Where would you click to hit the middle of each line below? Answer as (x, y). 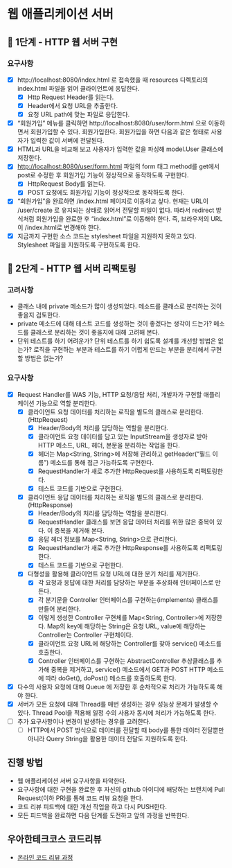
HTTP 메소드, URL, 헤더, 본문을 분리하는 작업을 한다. (109, 445)
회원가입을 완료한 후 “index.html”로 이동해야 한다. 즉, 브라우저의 (122, 218)
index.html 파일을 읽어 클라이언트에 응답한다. (78, 88)
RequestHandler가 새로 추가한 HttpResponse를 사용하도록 (118, 548)
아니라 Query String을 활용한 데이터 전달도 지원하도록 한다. (108, 738)
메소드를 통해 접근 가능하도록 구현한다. (102, 462)
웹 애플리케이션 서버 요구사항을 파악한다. (72, 781)
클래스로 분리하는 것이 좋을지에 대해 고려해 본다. (95, 333)
